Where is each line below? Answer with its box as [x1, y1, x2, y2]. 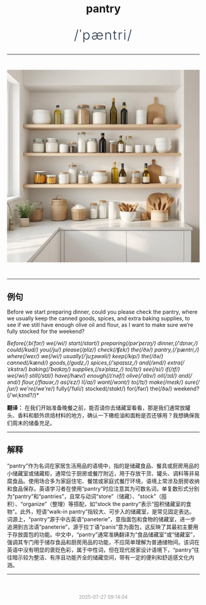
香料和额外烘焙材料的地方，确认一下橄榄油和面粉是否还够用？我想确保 [17, 412, 194, 419]
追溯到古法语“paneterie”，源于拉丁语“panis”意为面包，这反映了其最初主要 [7, 523, 193, 530]
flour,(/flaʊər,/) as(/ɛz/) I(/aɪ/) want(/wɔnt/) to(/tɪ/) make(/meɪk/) [21, 378, 184, 386]
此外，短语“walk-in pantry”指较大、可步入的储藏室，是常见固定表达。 [20, 508, 195, 515]
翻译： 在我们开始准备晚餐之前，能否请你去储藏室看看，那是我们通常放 [7, 404, 185, 411]
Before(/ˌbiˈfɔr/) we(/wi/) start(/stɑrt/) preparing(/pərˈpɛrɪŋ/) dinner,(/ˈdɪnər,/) [7, 340, 198, 346]
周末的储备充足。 [12, 419, 56, 427]
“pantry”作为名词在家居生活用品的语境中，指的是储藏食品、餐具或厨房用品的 [7, 462, 200, 469]
